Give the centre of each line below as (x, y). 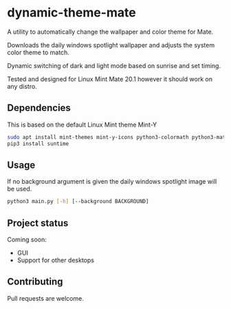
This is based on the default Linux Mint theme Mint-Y (82, 125)
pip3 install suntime (38, 143)
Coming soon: (27, 239)
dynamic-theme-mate (71, 13)
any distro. (22, 86)
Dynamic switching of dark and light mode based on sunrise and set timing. (114, 65)
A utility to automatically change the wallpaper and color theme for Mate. (110, 32)
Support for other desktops (56, 260)
